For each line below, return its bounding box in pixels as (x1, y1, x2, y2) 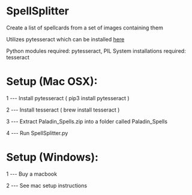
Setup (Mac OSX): (6, 75, 98, 88)
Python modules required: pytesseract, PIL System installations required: (6, 47, 186, 55)
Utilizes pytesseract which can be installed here (6, 35, 125, 43)
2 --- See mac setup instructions (6, 182, 88, 189)
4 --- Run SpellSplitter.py (6, 129, 68, 136)
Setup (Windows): (6, 151, 99, 164)
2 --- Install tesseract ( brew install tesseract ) (6, 106, 120, 113)
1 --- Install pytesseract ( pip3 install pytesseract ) (6, 94, 130, 101)
